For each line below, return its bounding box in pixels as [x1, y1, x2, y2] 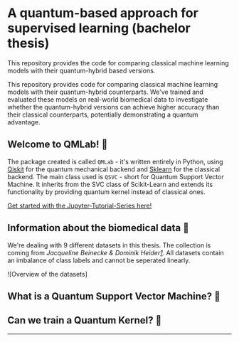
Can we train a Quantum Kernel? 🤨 [7, 314, 162, 326]
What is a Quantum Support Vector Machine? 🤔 [7, 290, 221, 302]
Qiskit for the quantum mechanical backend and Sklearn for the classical [7, 165, 221, 173]
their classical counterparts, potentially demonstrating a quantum [7, 110, 199, 119]
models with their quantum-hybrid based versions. [7, 66, 156, 75]
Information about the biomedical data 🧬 [7, 222, 190, 234]
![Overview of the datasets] [7, 269, 87, 278]
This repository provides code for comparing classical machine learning [7, 80, 218, 88]
